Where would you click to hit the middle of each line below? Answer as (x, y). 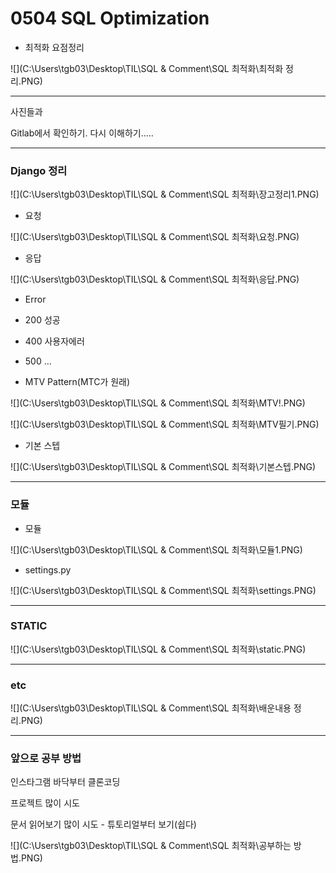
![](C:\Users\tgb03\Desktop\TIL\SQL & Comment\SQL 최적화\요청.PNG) (155, 237)
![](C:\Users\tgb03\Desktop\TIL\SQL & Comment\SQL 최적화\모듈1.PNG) (156, 549)
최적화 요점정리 (54, 47)
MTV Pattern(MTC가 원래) (77, 382)
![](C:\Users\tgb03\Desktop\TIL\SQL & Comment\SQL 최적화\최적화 (147, 68)
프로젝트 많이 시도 (45, 803)
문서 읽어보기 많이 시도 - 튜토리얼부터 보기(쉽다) (103, 824)
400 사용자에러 (54, 341)
